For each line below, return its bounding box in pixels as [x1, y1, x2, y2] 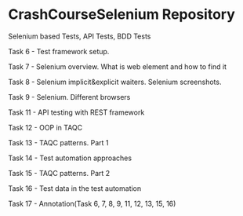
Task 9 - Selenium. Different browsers [8, 92, 131, 101]
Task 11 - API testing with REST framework [8, 108, 145, 117]
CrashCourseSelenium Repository [8, 5, 235, 24]
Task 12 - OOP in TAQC [8, 123, 83, 132]
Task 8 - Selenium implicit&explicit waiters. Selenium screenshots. [8, 77, 222, 86]
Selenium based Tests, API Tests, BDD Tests [8, 31, 151, 41]
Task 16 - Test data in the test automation [8, 183, 142, 193]
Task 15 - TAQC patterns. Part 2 [8, 168, 111, 178]
